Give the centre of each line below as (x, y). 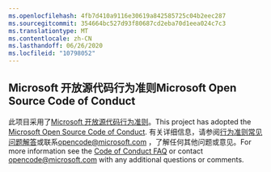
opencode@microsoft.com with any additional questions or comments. (126, 159)
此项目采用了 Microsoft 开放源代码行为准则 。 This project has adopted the (130, 121)
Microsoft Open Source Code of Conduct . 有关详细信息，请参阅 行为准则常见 (135, 132)
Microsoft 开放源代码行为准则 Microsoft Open (123, 88)
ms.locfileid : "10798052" (52, 53)
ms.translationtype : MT (49, 31)
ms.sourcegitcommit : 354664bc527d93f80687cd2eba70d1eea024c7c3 (117, 23)
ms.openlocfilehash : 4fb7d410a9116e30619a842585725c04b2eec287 (117, 16)
